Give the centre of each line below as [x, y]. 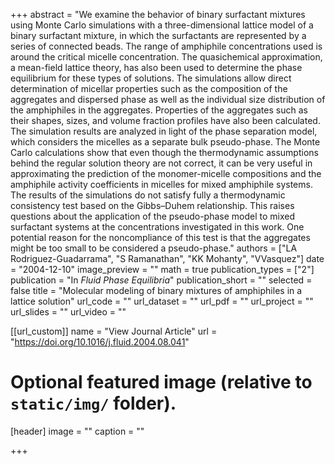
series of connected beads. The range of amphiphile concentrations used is [166, 46]
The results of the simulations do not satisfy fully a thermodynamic [148, 195]
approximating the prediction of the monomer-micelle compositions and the [166, 173]
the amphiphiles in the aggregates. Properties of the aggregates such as [159, 110]
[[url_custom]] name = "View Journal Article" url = [114, 331]
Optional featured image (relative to [161, 382]
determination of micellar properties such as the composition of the [149, 88]
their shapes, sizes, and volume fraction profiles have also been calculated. [165, 120]
